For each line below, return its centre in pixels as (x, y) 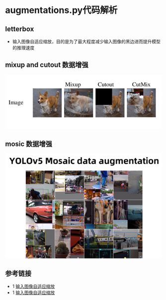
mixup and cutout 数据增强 (47, 65)
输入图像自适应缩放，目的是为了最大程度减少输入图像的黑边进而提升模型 (86, 41)
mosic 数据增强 (29, 144)
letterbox (20, 29)
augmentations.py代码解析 (61, 10)
